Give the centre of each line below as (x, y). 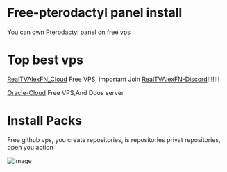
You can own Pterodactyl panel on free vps (69, 32)
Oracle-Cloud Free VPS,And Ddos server (66, 92)
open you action (31, 147)
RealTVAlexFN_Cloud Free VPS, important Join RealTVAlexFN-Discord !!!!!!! (113, 79)
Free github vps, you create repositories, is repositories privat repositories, (114, 139)
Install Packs (44, 121)
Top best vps (45, 60)
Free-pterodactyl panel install (95, 13)
